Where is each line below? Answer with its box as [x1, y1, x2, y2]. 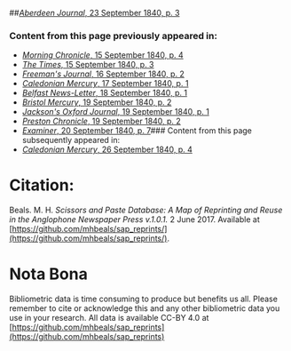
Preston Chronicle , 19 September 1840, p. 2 [21, 116, 182, 127]
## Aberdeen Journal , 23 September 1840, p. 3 [9, 8, 180, 18]
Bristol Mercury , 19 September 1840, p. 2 [21, 97, 172, 108]
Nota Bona [9, 264, 89, 284]
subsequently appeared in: [21, 135, 121, 146]
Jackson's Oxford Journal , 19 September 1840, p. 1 [21, 107, 210, 117]
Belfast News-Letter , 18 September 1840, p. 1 [21, 88, 188, 99]
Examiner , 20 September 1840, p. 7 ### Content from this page [21, 125, 253, 136]
